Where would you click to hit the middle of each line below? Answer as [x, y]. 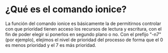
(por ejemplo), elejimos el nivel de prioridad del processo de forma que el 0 [84, 40]
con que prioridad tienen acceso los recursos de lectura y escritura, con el [83, 29]
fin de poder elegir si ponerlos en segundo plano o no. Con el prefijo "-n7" [83, 34]
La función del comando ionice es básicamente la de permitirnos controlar [83, 23]
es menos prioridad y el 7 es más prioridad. [51, 45]
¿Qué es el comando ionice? [66, 9]
